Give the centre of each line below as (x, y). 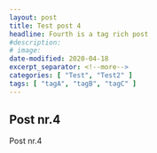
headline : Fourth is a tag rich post (79, 34)
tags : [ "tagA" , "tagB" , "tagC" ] (73, 84)
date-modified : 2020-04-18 (59, 59)
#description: (35, 42)
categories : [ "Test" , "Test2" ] (71, 76)
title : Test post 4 (45, 26)
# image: (25, 51)
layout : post (33, 17)
